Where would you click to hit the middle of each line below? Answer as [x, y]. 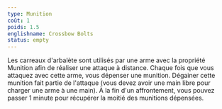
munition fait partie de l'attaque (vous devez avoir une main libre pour [109, 83]
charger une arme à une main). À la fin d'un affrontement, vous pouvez [111, 91]
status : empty [28, 40]
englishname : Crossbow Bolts [50, 34]
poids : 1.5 [23, 27]
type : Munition [30, 14]
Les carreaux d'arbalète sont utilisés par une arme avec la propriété [106, 60]
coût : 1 [19, 21]
